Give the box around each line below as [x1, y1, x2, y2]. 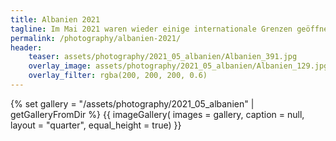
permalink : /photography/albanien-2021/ [10, 33, 182, 43]
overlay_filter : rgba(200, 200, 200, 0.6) [28, 71, 208, 81]
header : [10, 42, 43, 53]
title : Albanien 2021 [10, 14, 101, 25]
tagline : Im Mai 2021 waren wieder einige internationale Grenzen [10, 24, 293, 34]
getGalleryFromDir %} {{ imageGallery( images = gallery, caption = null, [10, 108, 305, 120]
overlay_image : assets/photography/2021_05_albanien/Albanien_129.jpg [28, 61, 329, 71]
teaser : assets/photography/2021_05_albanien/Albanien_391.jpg [28, 52, 298, 62]
